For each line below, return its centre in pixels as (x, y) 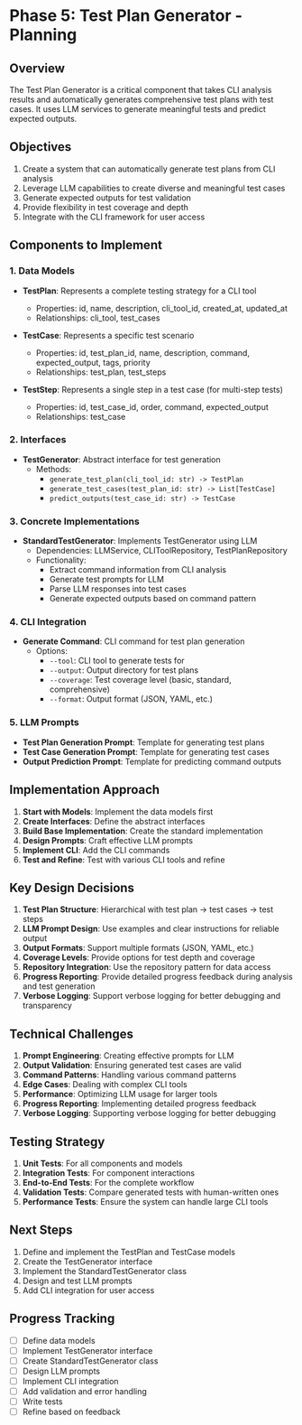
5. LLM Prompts (44, 722)
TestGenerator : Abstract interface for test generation (121, 459)
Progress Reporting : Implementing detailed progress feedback (139, 1104)
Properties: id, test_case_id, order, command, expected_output (152, 406)
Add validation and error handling (84, 1391)
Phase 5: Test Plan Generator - (126, 16)
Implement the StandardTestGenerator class (105, 1271)
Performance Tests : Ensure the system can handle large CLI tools (145, 1201)
